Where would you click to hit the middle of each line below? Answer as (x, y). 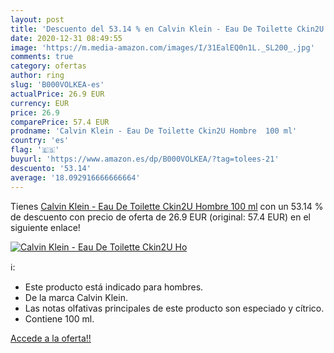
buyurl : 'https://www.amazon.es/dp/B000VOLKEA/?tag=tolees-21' (145, 159)
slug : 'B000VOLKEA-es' (57, 85)
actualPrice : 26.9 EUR (57, 94)
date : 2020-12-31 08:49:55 (66, 38)
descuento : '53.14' (51, 168)
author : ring (37, 76)
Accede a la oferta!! (51, 338)
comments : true (42, 57)
